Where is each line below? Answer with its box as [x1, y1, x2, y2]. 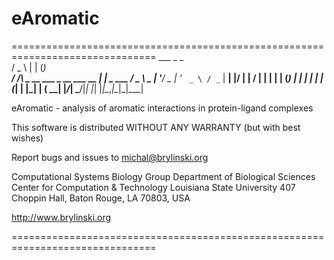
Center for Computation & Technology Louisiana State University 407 [11, 181, 296, 193]
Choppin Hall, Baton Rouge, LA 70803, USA [11, 192, 191, 204]
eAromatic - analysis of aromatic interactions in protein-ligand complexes [11, 102, 314, 114]
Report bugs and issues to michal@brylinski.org [11, 151, 209, 163]
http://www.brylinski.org [11, 211, 112, 223]
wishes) [11, 132, 44, 144]
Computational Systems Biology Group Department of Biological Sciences [11, 170, 316, 182]
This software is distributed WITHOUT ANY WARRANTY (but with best [11, 121, 301, 133]
